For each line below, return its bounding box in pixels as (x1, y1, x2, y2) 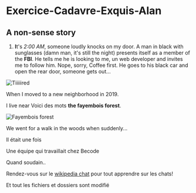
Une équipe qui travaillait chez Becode (6, 148, 100, 154)
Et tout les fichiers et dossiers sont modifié (6, 182, 110, 188)
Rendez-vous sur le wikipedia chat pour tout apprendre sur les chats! (6, 170, 174, 177)
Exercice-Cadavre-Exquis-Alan (6, 4, 162, 18)
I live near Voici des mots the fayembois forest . (6, 102, 121, 109)
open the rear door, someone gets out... (14, 68, 111, 75)
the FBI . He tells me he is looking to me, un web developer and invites (14, 56, 183, 62)
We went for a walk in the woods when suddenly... (6, 125, 128, 131)
